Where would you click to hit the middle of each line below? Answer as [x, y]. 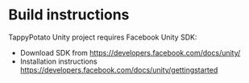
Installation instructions [59, 61]
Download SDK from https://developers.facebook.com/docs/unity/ [130, 52]
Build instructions [69, 15]
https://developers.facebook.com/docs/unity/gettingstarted [119, 69]
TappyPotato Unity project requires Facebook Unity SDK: [103, 37]
